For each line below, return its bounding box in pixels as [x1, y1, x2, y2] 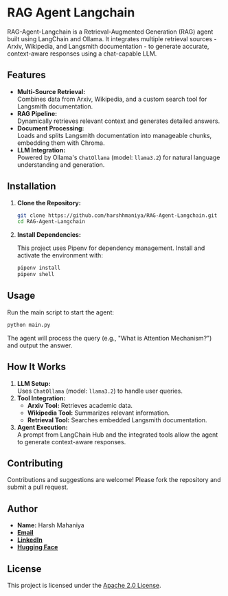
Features [7, 69, 46, 81]
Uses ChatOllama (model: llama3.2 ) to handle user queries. [16, 387, 183, 395]
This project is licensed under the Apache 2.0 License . [7, 582, 161, 589]
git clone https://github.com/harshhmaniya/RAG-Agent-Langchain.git [16, 211, 218, 219]
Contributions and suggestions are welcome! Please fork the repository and [7, 476, 221, 484]
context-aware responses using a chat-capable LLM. [7, 49, 157, 58]
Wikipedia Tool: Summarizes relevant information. [27, 409, 170, 417]
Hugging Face [16, 543, 58, 551]
